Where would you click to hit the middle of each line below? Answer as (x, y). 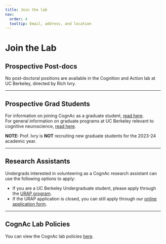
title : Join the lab (26, 10)
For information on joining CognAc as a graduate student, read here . (75, 116)
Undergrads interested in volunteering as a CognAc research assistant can (81, 173)
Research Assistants (38, 161)
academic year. (21, 141)
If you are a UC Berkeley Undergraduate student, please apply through (84, 188)
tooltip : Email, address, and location (51, 24)
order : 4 (19, 19)
